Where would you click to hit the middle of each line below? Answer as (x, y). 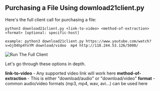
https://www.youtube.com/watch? (119, 41)
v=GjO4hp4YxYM (20, 45)
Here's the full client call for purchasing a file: (51, 19)
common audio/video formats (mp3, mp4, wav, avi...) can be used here (76, 83)
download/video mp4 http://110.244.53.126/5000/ (87, 45)
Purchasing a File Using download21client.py (75, 8)
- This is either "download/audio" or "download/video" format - (91, 78)
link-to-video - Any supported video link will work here (60, 73)
